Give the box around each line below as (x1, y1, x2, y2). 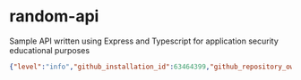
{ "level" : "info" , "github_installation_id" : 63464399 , (9, 62, 211, 71)
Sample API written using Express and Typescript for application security (9, 36, 279, 46)
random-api (9, 6, 99, 27)
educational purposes (9, 44, 90, 55)
